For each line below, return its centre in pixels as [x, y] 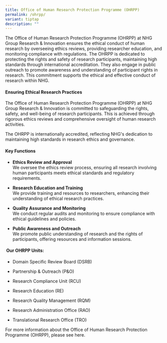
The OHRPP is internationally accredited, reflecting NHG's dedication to [79, 134]
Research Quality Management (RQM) [51, 300]
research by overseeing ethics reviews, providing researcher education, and [84, 49]
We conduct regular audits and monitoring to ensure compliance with [83, 213]
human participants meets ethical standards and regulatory [73, 173]
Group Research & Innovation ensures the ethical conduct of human [75, 44]
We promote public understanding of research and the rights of [77, 234]
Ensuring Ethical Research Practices [44, 92]
